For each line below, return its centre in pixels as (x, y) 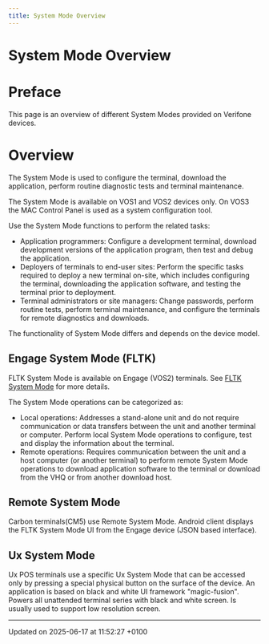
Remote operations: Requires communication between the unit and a (133, 452)
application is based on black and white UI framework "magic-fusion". (124, 592)
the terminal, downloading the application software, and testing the (130, 284)
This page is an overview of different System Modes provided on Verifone (130, 114)
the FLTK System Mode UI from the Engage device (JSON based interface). (133, 530)
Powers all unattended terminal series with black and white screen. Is (122, 600)
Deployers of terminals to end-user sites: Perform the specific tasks (132, 266)
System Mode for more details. (59, 387)
